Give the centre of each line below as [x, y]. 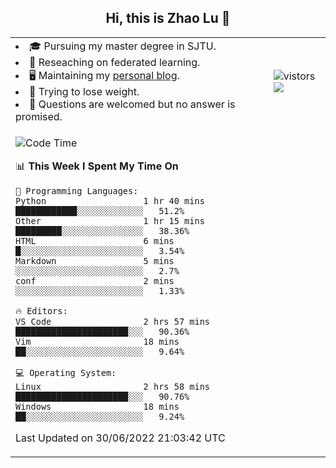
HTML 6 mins [95, 240]
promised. [39, 116]
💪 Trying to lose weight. [84, 91]
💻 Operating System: [66, 372]
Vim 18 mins [97, 341]
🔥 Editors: [41, 310]
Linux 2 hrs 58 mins [112, 386]
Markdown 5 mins [95, 260]
